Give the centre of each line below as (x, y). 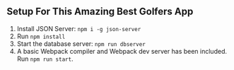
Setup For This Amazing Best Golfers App (100, 12)
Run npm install (41, 36)
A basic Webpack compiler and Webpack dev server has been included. (122, 51)
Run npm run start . (45, 59)
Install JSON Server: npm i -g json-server (79, 28)
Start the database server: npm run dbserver (81, 43)
